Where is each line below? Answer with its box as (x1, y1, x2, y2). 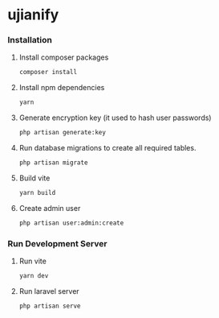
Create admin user (18, 203, 81, 213)
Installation (7, 35, 53, 46)
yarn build (18, 188, 56, 196)
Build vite (18, 173, 51, 183)
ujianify (7, 6, 59, 24)
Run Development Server (7, 237, 107, 249)
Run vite (18, 256, 47, 266)
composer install (18, 68, 78, 76)
